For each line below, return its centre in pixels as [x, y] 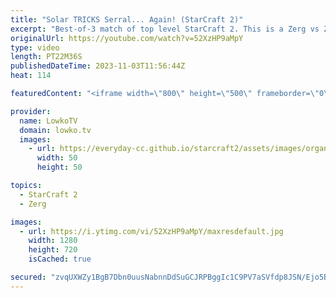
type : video [35, 47]
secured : [28, 277]
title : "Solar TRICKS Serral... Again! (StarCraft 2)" [127, 19]
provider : [31, 111]
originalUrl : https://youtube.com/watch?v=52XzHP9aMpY [127, 38]
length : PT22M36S [46, 57]
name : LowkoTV [48, 121]
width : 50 [57, 158]
